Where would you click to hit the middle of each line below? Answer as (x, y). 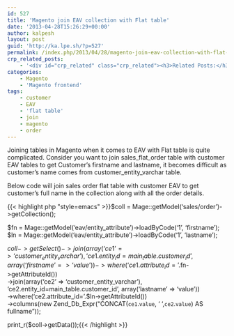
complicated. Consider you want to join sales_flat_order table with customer (116, 158)
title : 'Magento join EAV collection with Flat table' (88, 20)
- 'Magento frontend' (51, 85)
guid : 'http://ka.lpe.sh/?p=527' (56, 46)
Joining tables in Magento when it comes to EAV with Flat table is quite (109, 150)
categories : (24, 72)
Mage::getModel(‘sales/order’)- (177, 207)
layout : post (26, 40)
